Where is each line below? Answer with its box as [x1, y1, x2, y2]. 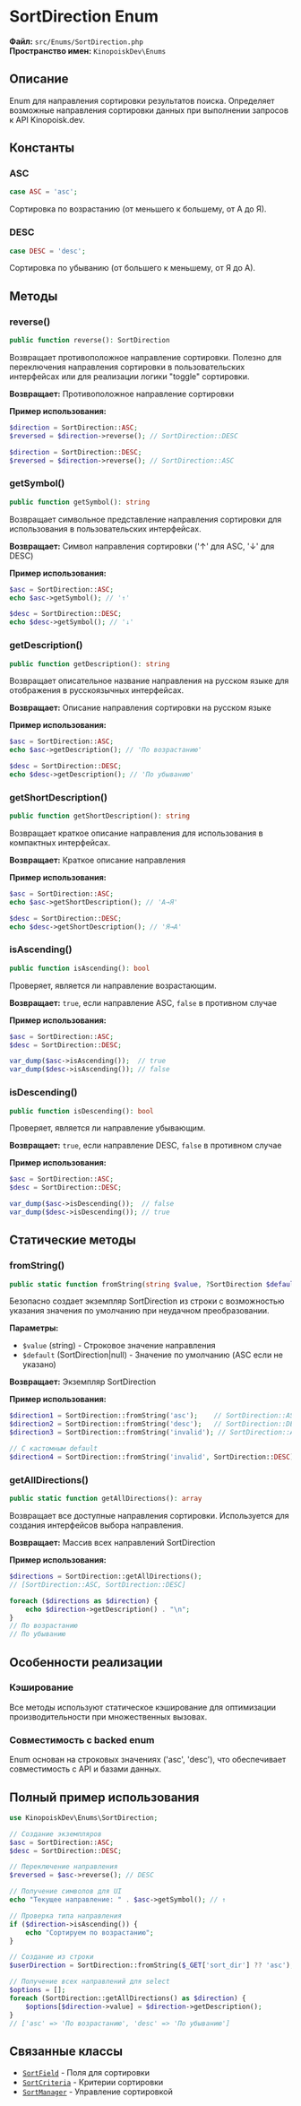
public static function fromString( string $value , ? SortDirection [9, 1279, 262, 1288]
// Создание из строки [9, 1953, 94, 1962]
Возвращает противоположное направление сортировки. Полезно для [9, 352, 282, 363]
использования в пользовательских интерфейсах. [9, 523, 202, 534]
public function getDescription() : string [9, 659, 170, 669]
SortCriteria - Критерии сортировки [21, 2077, 164, 2088]
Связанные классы [9, 2043, 124, 2058]
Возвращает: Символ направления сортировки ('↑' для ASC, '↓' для [9, 541, 275, 551]
